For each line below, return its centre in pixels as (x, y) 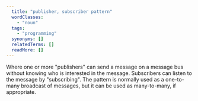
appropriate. (21, 92)
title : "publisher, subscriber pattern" (62, 12)
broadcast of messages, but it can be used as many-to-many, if (98, 86)
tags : (18, 28)
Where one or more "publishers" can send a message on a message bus (95, 67)
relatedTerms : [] (33, 45)
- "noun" (28, 22)
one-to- (175, 79)
